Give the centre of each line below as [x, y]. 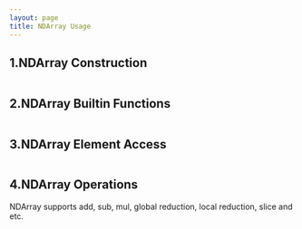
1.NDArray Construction [78, 63]
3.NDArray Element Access [88, 144]
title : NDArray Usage [50, 26]
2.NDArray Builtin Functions [90, 104]
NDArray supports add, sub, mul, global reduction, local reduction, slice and [151, 206]
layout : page [34, 18]
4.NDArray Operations [74, 185]
